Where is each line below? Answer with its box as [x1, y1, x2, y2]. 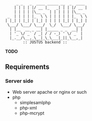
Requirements [5, 63, 49, 71]
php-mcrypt [19, 110, 45, 116]
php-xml [19, 105, 37, 111]
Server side [5, 78, 34, 85]
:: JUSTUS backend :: [23, 40, 68, 45]
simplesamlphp [19, 99, 51, 105]
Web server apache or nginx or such [12, 89, 87, 95]
